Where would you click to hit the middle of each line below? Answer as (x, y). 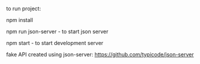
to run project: (24, 9)
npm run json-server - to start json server (57, 31)
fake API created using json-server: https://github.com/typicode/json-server (100, 55)
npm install (20, 20)
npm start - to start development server (55, 43)
